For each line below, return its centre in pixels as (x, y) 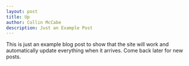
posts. (14, 57)
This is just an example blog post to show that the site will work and (87, 44)
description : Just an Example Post (49, 28)
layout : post (22, 11)
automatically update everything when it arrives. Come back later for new (94, 51)
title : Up (18, 17)
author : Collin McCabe (34, 22)
